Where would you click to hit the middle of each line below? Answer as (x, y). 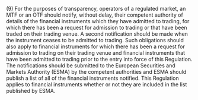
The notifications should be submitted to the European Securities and (91, 65)
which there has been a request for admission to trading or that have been (97, 27)
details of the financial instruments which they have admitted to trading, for (98, 21)
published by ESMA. (31, 91)
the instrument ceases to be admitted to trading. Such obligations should (95, 40)
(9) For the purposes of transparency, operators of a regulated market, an (96, 9)
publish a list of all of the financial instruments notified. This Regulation (92, 78)
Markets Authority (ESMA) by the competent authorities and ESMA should (96, 72)
